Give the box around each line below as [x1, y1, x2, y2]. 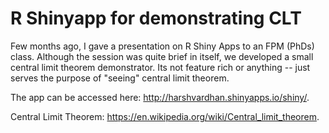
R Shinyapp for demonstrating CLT [10, 7, 302, 30]
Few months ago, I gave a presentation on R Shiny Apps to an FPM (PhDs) [10, 40, 315, 52]
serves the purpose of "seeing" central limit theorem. [10, 72, 230, 84]
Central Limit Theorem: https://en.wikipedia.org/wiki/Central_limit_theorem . [10, 110, 320, 122]
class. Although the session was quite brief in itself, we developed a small [10, 50, 314, 62]
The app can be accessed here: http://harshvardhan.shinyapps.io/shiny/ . [10, 91, 310, 103]
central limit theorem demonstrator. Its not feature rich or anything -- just [10, 61, 311, 73]
